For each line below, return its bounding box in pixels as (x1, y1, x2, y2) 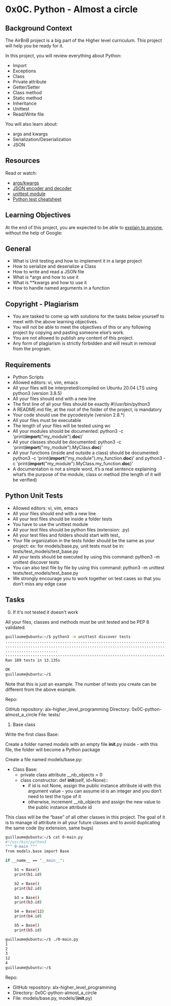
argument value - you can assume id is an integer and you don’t (27, 788, 162, 794)
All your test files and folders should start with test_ (12, 532, 121, 538)
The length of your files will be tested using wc (12, 423, 111, 429)
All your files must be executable (12, 417, 81, 424)
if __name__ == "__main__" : (5, 858, 65, 863)
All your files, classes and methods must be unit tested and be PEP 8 (5, 619, 149, 625)
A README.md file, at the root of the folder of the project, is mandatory (12, 406, 162, 413)
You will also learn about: (5, 121, 58, 127)
